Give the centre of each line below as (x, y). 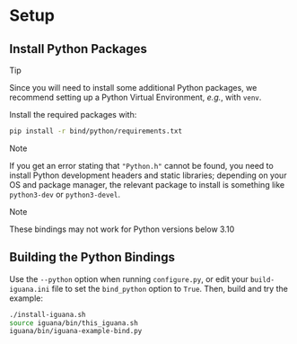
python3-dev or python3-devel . (65, 194)
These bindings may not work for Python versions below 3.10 (122, 229)
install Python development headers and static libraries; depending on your (148, 175)
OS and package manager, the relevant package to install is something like (147, 184)
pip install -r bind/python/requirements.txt (96, 131)
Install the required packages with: (73, 115)
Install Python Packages (79, 49)
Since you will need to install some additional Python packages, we (133, 88)
